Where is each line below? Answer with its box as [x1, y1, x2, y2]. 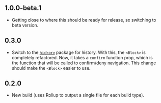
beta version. [11, 22, 39, 28]
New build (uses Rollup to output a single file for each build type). [11, 92, 144, 98]
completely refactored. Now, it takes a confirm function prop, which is [11, 54, 153, 60]
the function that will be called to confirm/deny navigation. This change [11, 60, 156, 66]
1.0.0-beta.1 [4, 4, 42, 12]
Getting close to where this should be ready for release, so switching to [11, 17, 157, 23]
